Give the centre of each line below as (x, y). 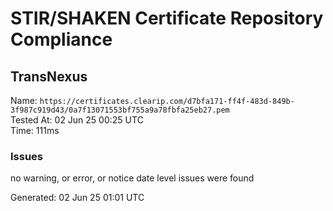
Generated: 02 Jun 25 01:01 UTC (77, 198)
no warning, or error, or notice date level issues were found (132, 178)
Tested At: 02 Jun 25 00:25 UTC (77, 120)
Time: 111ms (35, 130)
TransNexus (49, 76)
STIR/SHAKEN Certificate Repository (167, 18)
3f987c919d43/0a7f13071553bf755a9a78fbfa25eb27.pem (120, 110)
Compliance (61, 39)
